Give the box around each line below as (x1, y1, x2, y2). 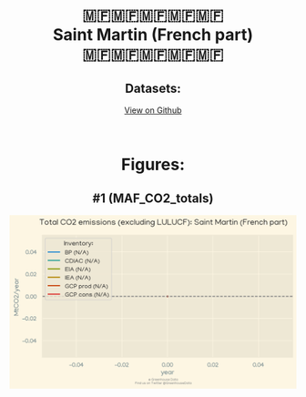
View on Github (124, 105, 182, 116)
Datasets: (125, 80, 181, 96)
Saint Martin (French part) (53, 25, 253, 46)
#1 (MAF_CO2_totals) (92, 190, 214, 206)
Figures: (121, 155, 185, 175)
